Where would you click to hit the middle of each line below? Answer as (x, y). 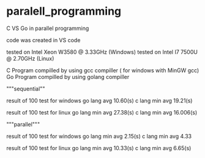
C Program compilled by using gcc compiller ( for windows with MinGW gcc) (103, 70)
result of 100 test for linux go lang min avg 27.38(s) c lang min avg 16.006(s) (102, 112)
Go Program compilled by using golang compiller (68, 77)
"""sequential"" (26, 88)
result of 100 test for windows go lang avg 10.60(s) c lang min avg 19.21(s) (99, 100)
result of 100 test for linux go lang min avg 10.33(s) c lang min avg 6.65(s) (99, 148)
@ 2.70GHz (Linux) (30, 58)
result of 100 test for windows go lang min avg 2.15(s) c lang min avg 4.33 (99, 136)
